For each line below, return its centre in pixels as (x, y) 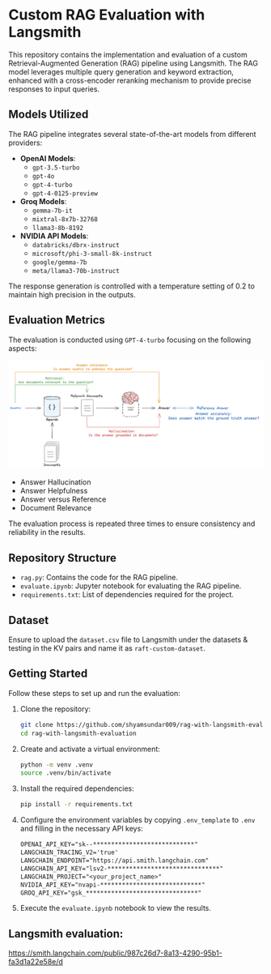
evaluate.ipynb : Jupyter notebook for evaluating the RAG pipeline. (131, 586)
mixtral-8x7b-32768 (65, 219)
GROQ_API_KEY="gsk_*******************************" (111, 893)
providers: (25, 143)
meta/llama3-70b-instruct (76, 271)
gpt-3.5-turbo (56, 168)
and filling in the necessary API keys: (81, 829)
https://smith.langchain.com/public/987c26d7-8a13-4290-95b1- (115, 953)
